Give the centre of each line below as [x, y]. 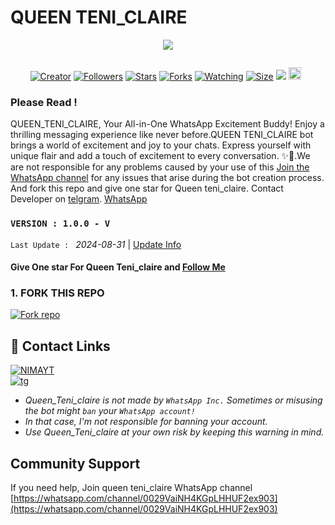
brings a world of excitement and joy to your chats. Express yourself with [161, 145]
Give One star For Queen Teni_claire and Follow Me [118, 267]
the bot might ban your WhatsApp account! [110, 411]
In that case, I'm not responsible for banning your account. [146, 422]
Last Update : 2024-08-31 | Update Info [96, 244]
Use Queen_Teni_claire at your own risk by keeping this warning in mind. [174, 432]
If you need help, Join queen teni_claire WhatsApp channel [131, 488]
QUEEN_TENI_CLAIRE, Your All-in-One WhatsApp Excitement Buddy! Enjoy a [167, 124]
